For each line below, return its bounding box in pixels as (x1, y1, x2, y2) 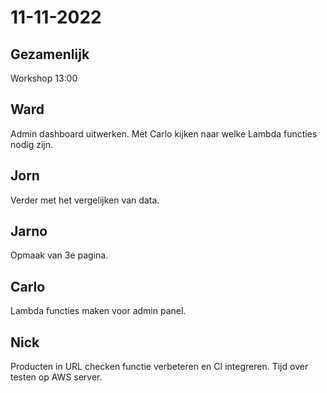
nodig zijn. (10, 138, 53, 150)
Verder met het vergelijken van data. (10, 194, 160, 206)
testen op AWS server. (10, 371, 103, 383)
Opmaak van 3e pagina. (10, 249, 109, 261)
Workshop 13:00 (10, 72, 78, 84)
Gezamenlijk (10, 46, 90, 63)
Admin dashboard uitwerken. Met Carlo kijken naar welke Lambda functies (10, 127, 318, 140)
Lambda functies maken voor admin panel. (10, 305, 187, 317)
